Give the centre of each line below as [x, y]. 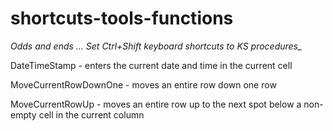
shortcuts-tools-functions [122, 18]
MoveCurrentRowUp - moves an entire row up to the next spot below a [156, 104]
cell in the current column [91, 114]
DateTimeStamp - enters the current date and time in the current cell [151, 65]
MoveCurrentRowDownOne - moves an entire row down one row [143, 84]
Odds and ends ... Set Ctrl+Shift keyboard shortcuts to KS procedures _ [156, 46]
